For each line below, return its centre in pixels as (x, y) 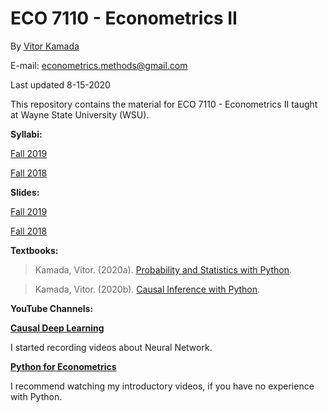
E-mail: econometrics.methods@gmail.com (99, 65)
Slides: (25, 192)
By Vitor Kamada (45, 46)
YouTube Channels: (52, 308)
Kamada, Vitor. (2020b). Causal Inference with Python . (147, 289)
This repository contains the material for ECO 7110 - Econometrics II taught (164, 104)
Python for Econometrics (63, 366)
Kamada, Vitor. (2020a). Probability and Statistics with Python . (163, 269)
